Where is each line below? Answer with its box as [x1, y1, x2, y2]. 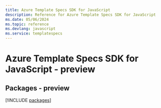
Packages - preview [5, 84, 70, 92]
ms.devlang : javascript [5, 26, 56, 31]
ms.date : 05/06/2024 [5, 17, 49, 22]
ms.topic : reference [5, 21, 49, 27]
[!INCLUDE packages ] [5, 97, 51, 103]
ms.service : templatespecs [5, 31, 63, 36]
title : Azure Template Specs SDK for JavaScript [5, 7, 111, 13]
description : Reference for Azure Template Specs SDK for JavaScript [5, 12, 156, 17]
